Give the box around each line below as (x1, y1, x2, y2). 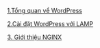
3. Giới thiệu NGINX (7, 33, 62, 41)
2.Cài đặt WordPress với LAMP (7, 20, 94, 27)
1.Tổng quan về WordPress (7, 7, 83, 14)
